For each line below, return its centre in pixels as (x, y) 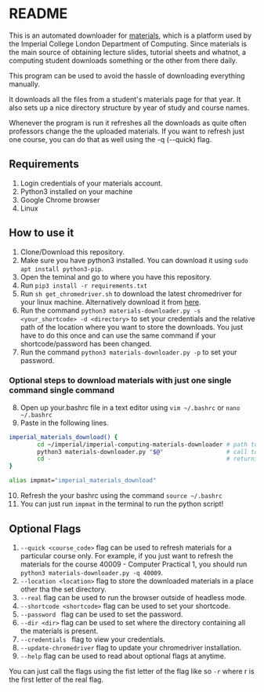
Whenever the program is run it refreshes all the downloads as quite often (128, 123)
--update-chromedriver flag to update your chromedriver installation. (131, 647)
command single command (62, 390)
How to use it (42, 233)
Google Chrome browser (60, 200)
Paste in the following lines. (64, 423)
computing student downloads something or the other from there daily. (123, 60)
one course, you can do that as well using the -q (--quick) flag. (110, 139)
